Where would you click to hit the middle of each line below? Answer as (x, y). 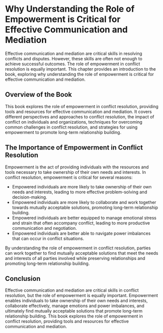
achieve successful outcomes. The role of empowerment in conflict (72, 64)
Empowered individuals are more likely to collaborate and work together (84, 202)
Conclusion (23, 278)
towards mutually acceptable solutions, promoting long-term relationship (85, 207)
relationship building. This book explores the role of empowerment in (74, 316)
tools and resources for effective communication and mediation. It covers (79, 111)
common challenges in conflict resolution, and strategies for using (71, 127)
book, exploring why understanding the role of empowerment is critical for (80, 74)
